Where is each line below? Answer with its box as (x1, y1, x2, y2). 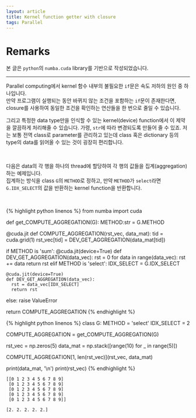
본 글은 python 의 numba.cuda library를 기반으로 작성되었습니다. (6, 65, 149, 72)
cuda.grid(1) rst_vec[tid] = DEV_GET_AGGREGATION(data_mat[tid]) (6, 236, 166, 243)
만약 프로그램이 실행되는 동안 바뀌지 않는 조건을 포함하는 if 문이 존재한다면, (6, 97, 176, 104)
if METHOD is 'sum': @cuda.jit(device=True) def (6, 248, 122, 255)
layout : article (6, 8, 45, 15)
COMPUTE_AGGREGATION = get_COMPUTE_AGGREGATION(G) (6, 331, 159, 338)
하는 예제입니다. (6, 170, 43, 177)
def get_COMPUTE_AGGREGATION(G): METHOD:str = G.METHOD (6, 219, 165, 226)
